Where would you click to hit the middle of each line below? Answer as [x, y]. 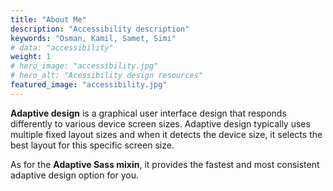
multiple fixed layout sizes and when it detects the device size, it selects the [166, 134]
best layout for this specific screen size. [92, 145]
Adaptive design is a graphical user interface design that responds [148, 113]
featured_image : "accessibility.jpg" [89, 85]
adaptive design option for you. [75, 175]
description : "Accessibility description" [100, 29]
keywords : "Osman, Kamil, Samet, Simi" [93, 38]
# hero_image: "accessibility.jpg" [84, 66]
